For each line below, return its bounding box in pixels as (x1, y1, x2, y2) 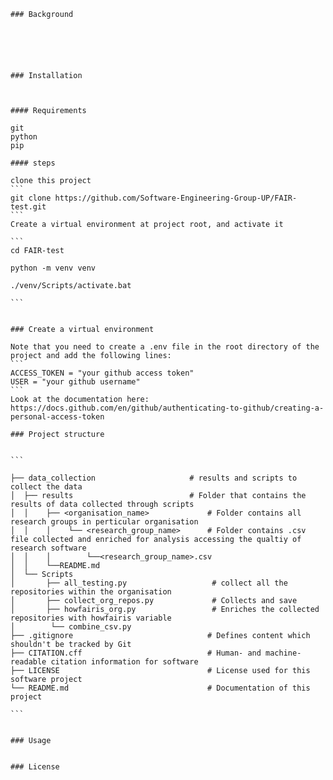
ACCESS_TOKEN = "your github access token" (10, 368, 195, 378)
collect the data (10, 482, 83, 492)
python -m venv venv (10, 263, 97, 273)
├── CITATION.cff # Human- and (10, 648, 262, 658)
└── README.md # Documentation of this (10, 683, 311, 693)
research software (10, 543, 87, 553)
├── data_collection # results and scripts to (10, 473, 298, 483)
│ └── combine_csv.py (10, 622, 132, 632)
